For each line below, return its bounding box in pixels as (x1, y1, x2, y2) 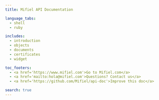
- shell (9, 20, 25, 25)
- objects (9, 43, 29, 48)
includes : (5, 34, 25, 39)
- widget (9, 57, 27, 61)
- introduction (9, 39, 41, 43)
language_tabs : (5, 16, 36, 21)
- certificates (9, 52, 41, 57)
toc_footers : (5, 65, 32, 70)
